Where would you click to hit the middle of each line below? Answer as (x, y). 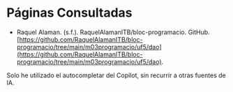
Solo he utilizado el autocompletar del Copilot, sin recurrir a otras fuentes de (116, 75)
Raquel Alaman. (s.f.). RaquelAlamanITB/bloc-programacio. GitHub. (113, 32)
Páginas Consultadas (69, 13)
